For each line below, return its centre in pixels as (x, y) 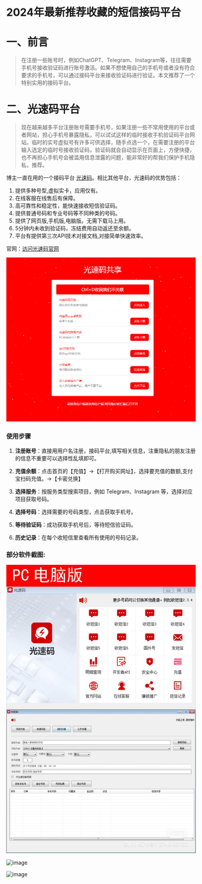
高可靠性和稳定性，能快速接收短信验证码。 (68, 206)
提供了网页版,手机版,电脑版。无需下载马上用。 (72, 221)
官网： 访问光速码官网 (32, 249)
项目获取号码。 (33, 499)
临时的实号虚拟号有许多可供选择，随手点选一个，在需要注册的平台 (113, 142)
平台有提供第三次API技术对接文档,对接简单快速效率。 (81, 236)
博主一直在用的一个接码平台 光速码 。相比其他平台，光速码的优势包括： (94, 178)
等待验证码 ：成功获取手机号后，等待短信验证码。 (75, 524)
